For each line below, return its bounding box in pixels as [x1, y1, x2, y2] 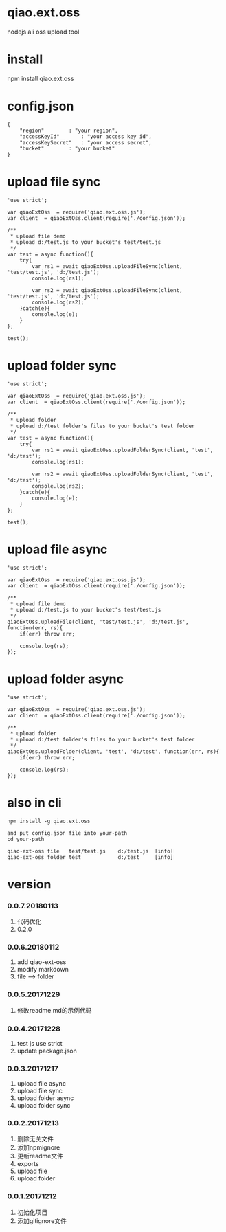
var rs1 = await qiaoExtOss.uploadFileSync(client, [32, 262, 183, 269]
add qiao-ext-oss [16, 958, 67, 966]
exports [16, 1160, 39, 1168]
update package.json [16, 1046, 77, 1055]
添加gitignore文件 [16, 1216, 67, 1224]
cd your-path [7, 836, 45, 842]
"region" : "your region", [19, 127, 118, 134]
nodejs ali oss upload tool [7, 27, 80, 36]
